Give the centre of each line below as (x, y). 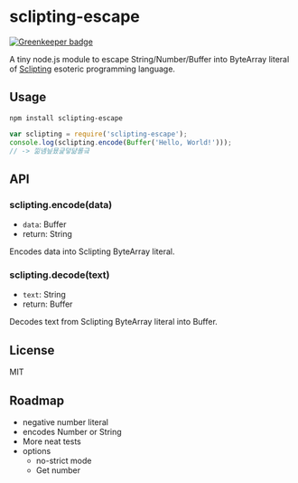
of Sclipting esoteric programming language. (93, 69)
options (37, 450)
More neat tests (51, 441)
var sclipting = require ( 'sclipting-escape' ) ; (98, 134)
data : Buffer (44, 224)
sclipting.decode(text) (60, 275)
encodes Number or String (72, 431)
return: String (47, 234)
